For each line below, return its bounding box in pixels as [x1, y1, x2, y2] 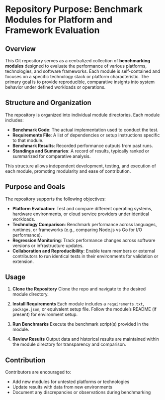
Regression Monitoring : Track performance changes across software [12, 237, 156, 243]
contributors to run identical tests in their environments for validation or [12, 253, 159, 259]
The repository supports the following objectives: [5, 196, 106, 202]
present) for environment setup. [12, 311, 78, 317]
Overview [5, 44, 36, 53]
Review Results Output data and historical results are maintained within [12, 336, 159, 342]
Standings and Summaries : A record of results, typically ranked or [12, 148, 150, 154]
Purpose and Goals [5, 183, 66, 191]
